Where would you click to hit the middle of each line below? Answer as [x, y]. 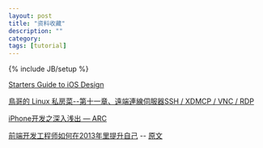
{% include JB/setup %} [49, 69]
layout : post [30, 16]
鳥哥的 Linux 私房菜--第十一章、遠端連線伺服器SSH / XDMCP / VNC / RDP [131, 101]
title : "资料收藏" [37, 23]
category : [25, 38]
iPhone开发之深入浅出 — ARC [58, 119]
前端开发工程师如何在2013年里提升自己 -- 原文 [86, 136]
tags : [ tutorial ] [38, 46]
